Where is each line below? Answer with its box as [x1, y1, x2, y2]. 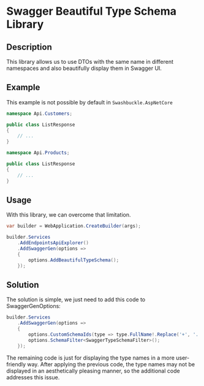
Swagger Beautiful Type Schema [6, 4, 176, 18]
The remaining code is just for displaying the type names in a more [6, 354, 175, 361]
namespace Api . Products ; [6, 150, 70, 156]
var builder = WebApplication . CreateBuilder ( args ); [6, 223, 141, 230]
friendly [6, 360, 26, 368]
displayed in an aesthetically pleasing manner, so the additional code [6, 367, 180, 374]
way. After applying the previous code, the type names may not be [27, 360, 195, 368]
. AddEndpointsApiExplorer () [17, 240, 89, 246]
